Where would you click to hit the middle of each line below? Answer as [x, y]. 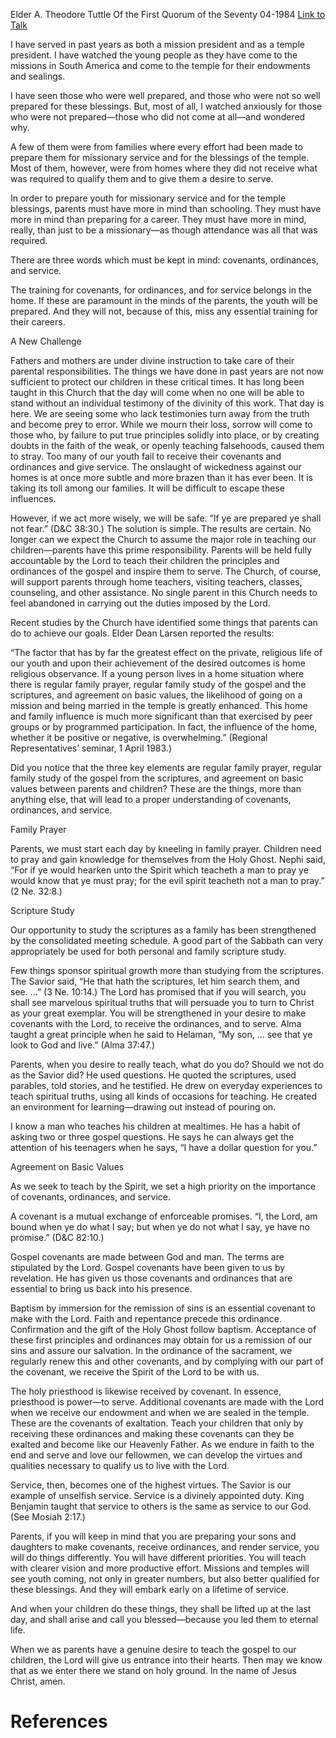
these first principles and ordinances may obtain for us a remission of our [161, 1340]
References [59, 1721]
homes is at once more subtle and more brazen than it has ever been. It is [161, 477]
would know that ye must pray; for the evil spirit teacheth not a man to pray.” [167, 880]
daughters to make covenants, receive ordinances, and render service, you [165, 1547]
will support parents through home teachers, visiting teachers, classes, [156, 582]
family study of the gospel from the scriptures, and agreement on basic [157, 778]
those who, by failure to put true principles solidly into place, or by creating [165, 435]
